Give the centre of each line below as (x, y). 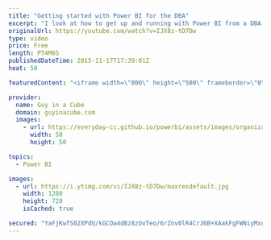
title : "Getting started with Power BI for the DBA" (99, 16)
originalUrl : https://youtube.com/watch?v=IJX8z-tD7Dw (102, 31)
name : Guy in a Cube (50, 105)
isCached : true (48, 209)
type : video (28, 38)
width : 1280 (43, 194)
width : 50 (46, 135)
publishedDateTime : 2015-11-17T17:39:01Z (79, 61)
